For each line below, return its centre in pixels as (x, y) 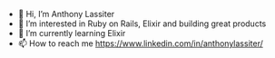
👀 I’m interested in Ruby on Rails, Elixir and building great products (142, 24)
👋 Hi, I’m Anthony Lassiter (66, 14)
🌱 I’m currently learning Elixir (72, 33)
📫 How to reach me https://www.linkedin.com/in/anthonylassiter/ (140, 43)
